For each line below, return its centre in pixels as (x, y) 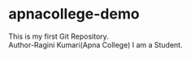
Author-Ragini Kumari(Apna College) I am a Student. (95, 44)
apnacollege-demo (74, 14)
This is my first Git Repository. (59, 36)
